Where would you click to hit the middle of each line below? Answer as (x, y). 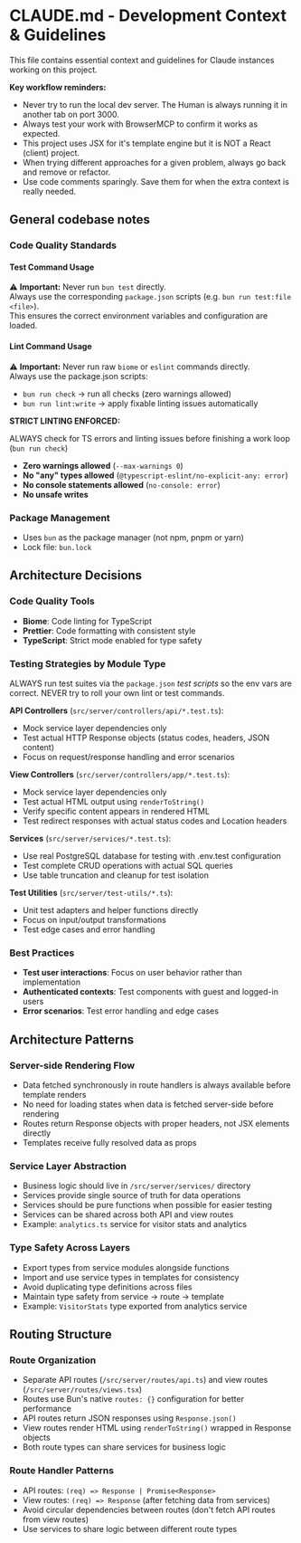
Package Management (60, 518)
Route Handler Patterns (62, 1471)
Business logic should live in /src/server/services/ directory (136, 1186)
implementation (52, 982)
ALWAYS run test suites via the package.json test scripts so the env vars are (150, 683)
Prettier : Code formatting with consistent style (109, 631)
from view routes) (55, 1519)
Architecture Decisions (76, 576)
